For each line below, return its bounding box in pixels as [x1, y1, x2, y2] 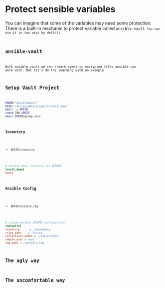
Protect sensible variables [5, 3, 116, 15]
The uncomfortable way [5, 277, 65, 283]
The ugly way [5, 257, 40, 263]
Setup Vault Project [5, 85, 60, 91]
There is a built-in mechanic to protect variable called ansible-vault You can [5, 25, 161, 31]
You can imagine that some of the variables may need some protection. [5, 20, 152, 26]
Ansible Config [5, 186, 36, 191]
